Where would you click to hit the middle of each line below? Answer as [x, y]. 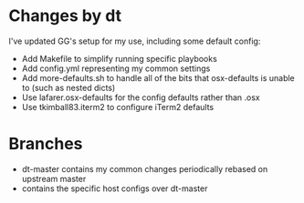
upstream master [54, 178]
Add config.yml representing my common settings [116, 68]
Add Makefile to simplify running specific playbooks [120, 58]
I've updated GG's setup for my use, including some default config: [135, 41]
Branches [46, 144]
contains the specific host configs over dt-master [115, 188]
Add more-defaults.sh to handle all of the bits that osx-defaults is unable [158, 77]
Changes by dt [65, 16]
